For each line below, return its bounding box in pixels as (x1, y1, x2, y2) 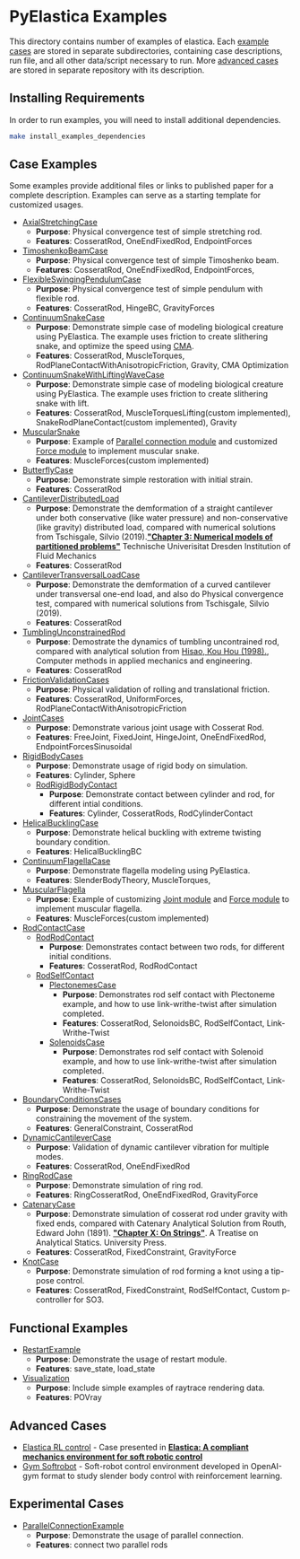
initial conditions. (48, 951, 112, 962)
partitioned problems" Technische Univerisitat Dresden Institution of (35, 541, 291, 552)
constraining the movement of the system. (35, 1113, 193, 1124)
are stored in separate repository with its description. (9, 65, 205, 75)
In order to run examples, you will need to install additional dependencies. (9, 114, 281, 125)
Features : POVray (35, 1392, 103, 1403)
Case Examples (9, 157, 98, 172)
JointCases (21, 713, 64, 723)
